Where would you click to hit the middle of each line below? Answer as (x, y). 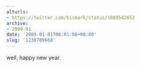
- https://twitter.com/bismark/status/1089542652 (71, 18)
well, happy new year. (34, 58)
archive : (17, 23)
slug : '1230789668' (31, 40)
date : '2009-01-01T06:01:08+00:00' (52, 35)
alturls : (17, 12)
